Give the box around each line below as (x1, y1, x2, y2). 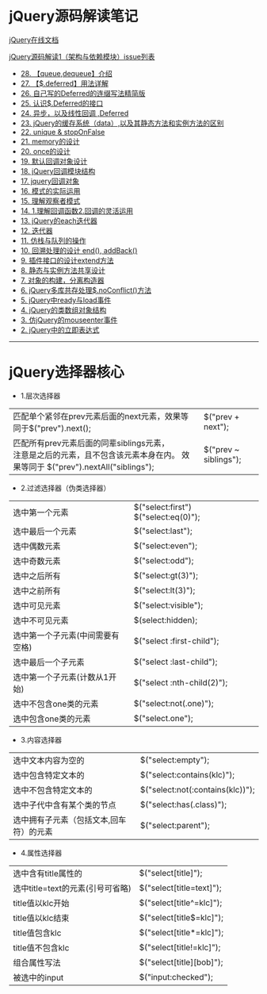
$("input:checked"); (139, 971, 213, 982)
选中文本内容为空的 (13, 754, 86, 766)
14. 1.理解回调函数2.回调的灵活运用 (20, 205, 134, 215)
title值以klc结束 (13, 912, 70, 923)
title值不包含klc (13, 942, 70, 953)
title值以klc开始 (13, 897, 70, 908)
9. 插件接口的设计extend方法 (20, 255, 114, 265)
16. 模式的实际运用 (20, 186, 81, 195)
